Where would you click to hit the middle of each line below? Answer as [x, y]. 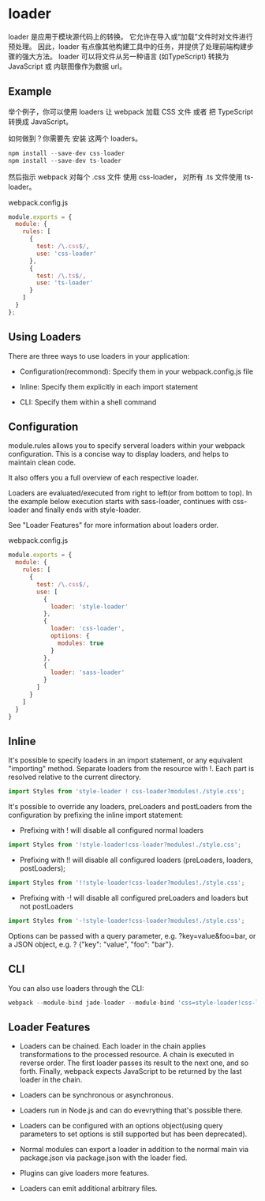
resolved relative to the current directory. [75, 777]
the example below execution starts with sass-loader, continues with [119, 502]
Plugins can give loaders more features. [84, 1173]
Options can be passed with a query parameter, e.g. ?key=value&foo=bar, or [132, 936]
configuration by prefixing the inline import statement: [96, 815]
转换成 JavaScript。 [41, 121]
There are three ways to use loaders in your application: [99, 356]
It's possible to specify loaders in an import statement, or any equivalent [125, 760]
